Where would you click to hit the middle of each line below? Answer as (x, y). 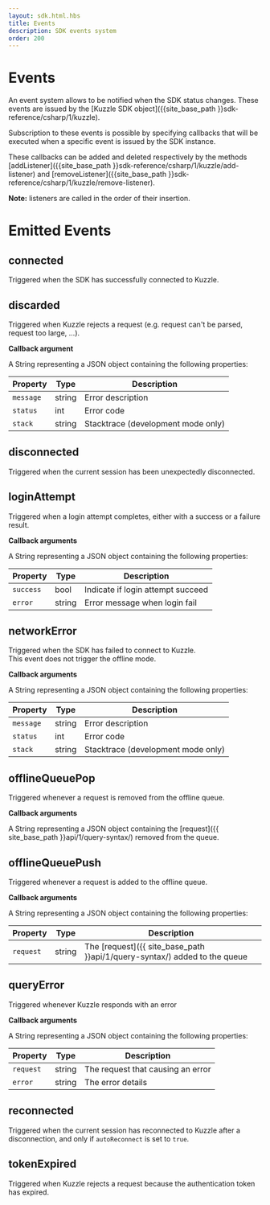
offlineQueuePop (52, 778)
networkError (43, 631)
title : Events (32, 23)
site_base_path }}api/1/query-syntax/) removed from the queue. (114, 837)
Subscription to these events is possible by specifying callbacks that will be (133, 133)
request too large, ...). (44, 333)
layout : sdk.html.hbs (45, 16)
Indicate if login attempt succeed (146, 590)
